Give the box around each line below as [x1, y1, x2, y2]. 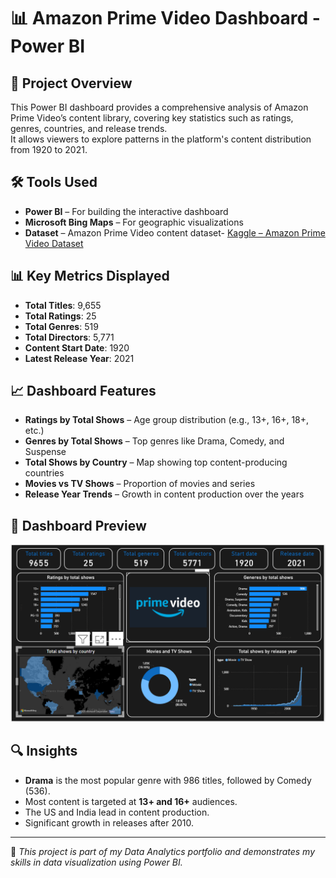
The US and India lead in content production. [24, 806, 210, 818]
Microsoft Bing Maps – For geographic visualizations [24, 216, 244, 228]
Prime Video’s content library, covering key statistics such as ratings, [10, 112, 294, 124]
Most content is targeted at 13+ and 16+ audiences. [24, 795, 238, 807]
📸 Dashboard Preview [10, 517, 147, 534]
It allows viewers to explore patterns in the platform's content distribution [10, 133, 312, 145]
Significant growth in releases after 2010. [24, 816, 194, 829]
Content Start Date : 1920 [24, 341, 130, 354]
